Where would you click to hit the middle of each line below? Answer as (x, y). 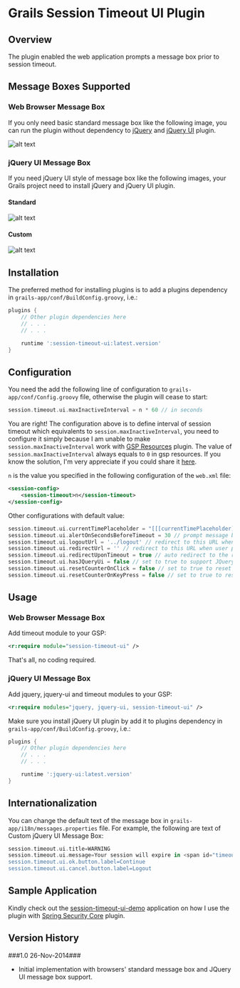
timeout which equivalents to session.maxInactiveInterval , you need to (114, 431)
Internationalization (53, 803)
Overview (30, 40)
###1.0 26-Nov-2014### (45, 955)
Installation (33, 273)
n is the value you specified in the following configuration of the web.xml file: (119, 476)
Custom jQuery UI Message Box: (56, 835)
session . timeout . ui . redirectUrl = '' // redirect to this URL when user (118, 549)
